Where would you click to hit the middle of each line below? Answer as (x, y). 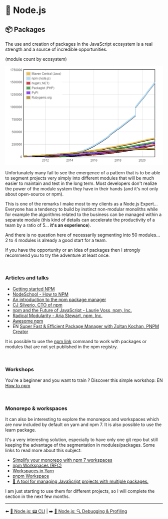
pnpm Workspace (31, 476)
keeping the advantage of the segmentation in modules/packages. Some (80, 445)
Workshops (19, 369)
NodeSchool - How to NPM (40, 294)
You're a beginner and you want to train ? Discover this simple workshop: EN (84, 380)
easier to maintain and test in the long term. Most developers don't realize (81, 183)
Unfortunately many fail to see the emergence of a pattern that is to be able (83, 172)
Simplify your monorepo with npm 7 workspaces (62, 460)
